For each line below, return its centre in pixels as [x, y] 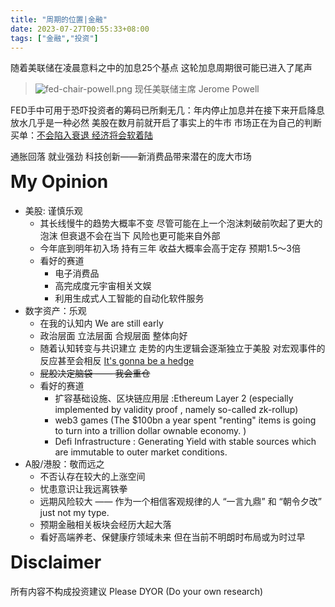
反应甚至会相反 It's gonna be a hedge [117, 361]
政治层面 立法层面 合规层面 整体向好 [113, 336]
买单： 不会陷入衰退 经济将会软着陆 [81, 135]
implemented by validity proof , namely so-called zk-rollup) [176, 410]
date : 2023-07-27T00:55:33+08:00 [80, 29]
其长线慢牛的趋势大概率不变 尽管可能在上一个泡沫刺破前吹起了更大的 [181, 223]
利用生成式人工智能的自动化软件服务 [129, 298]
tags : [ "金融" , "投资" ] [54, 38]
